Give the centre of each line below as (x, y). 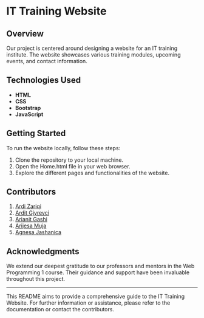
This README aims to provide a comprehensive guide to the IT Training (96, 297)
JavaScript (29, 114)
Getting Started (36, 133)
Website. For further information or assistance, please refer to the (88, 303)
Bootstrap (28, 108)
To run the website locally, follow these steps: (63, 148)
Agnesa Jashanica (38, 232)
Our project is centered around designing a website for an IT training (92, 48)
